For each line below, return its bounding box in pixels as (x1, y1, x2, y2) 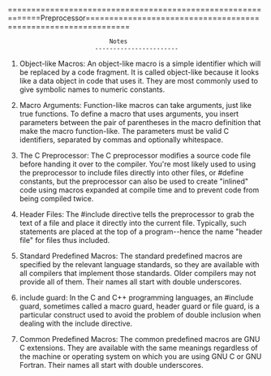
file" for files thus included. (19, 236, 110, 244)
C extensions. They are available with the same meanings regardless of (19, 343, 259, 352)
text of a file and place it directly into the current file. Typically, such (19, 218, 247, 227)
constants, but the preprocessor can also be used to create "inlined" (19, 176, 249, 186)
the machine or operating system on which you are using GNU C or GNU (19, 352, 262, 361)
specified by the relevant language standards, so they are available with (19, 260, 260, 269)
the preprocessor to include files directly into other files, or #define (19, 168, 244, 177)
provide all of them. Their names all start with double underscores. (19, 277, 243, 287)
